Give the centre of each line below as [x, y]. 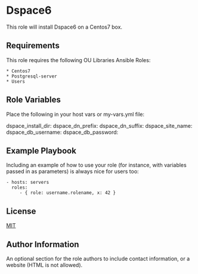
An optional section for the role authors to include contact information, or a [98, 258]
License [21, 211]
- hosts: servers [28, 183]
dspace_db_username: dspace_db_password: [62, 132]
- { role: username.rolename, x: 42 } [68, 193]
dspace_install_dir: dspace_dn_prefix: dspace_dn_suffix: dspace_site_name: [99, 125]
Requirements [33, 46]
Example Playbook [41, 151]
